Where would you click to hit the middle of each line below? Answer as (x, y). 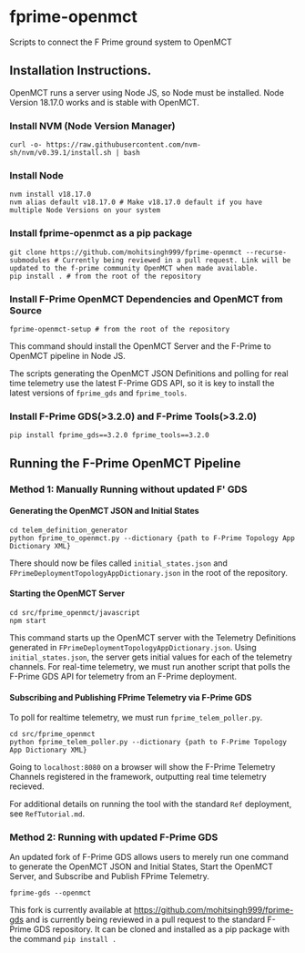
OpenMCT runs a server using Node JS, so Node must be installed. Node (147, 92)
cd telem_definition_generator (69, 530)
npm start (28, 620)
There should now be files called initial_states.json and (118, 563)
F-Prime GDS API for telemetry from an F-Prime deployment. (123, 676)
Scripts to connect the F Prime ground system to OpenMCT (121, 42)
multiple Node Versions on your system (85, 210)
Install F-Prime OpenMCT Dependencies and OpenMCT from (147, 299)
